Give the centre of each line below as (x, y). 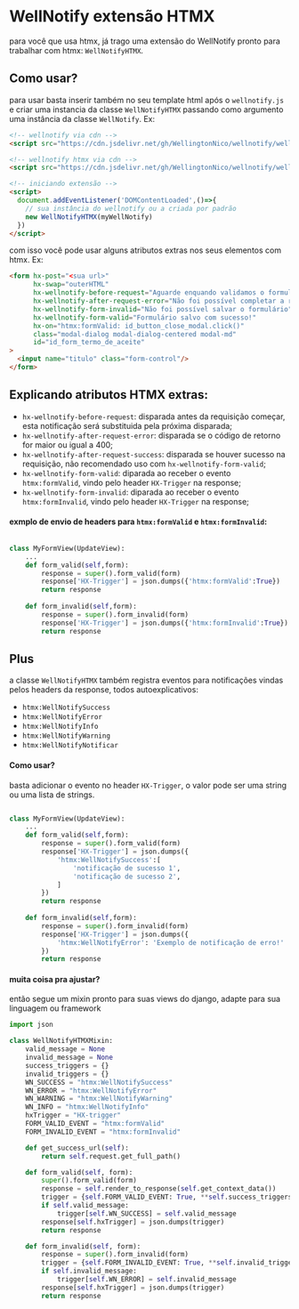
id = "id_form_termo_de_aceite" (89, 343)
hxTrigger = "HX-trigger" (73, 1115)
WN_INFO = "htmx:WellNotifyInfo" (87, 1107)
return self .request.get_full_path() (111, 1156)
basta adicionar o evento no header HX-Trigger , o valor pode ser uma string (148, 785)
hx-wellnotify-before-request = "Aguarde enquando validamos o (149, 293)
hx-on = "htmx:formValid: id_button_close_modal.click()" (138, 326)
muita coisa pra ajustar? (55, 979)
